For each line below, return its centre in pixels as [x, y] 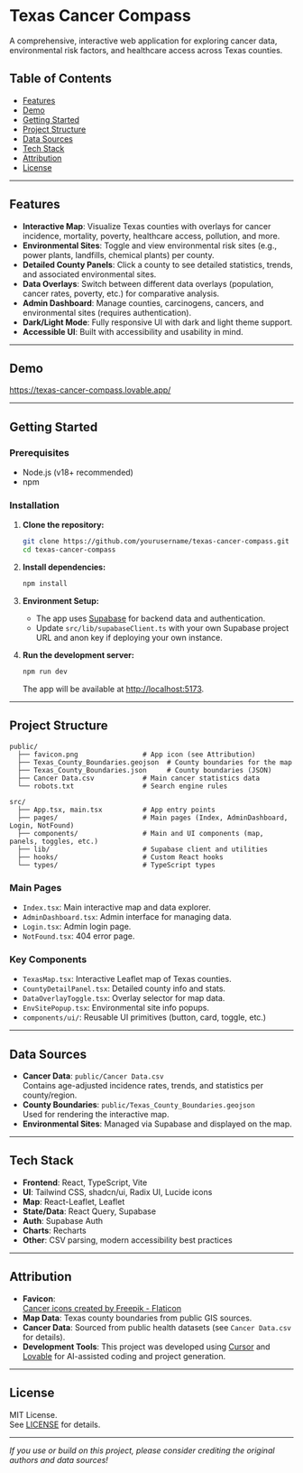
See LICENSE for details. [55, 1424]
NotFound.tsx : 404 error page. [78, 936]
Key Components [48, 959]
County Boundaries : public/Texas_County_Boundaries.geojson [138, 1105]
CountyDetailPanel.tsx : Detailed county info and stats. [124, 988]
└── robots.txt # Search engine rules [123, 786]
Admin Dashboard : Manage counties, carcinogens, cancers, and [143, 302]
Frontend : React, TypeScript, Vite [85, 1182]
